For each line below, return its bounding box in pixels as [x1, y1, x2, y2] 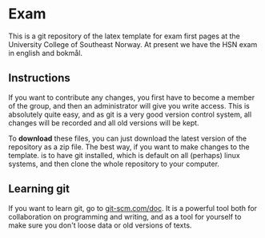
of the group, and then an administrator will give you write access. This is [8, 101, 250, 110]
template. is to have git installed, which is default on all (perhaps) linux [8, 150, 240, 160]
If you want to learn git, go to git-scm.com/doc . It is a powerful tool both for [8, 203, 258, 212]
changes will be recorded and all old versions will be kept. [8, 117, 199, 128]
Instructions [8, 71, 70, 85]
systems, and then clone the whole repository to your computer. [8, 159, 220, 169]
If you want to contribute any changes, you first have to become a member [8, 93, 255, 102]
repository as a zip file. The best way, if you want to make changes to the [8, 141, 250, 152]
